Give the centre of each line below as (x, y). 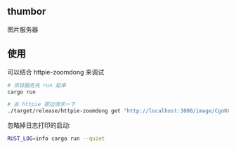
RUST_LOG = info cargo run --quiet (56, 139)
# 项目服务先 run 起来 (37, 85)
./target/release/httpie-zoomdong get (64, 111)
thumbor (27, 12)
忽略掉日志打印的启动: (39, 125)
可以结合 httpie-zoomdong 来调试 (56, 72)
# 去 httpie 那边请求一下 (41, 105)
